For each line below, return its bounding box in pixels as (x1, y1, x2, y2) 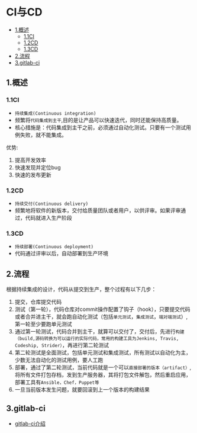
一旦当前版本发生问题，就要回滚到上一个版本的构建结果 (14, 386, 150, 393)
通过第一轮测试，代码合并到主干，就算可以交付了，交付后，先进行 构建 (14, 328, 185, 335)
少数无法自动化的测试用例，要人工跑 (14, 357, 104, 364)
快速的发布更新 (14, 171, 51, 178)
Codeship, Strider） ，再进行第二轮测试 (14, 342, 109, 349)
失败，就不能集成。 (20, 131, 67, 138)
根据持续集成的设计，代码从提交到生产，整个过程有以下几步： (6, 286, 157, 293)
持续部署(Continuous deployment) (14, 244, 94, 250)
